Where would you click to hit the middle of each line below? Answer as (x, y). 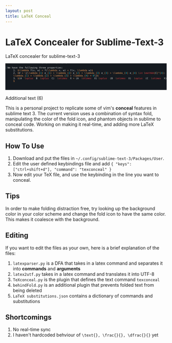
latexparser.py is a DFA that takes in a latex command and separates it (88, 263)
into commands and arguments (47, 268)
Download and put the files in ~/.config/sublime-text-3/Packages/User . (89, 158)
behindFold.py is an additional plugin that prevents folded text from (83, 285)
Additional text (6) (24, 98)
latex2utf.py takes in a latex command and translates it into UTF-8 (83, 274)
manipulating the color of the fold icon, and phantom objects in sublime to (83, 119)
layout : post (19, 11)
